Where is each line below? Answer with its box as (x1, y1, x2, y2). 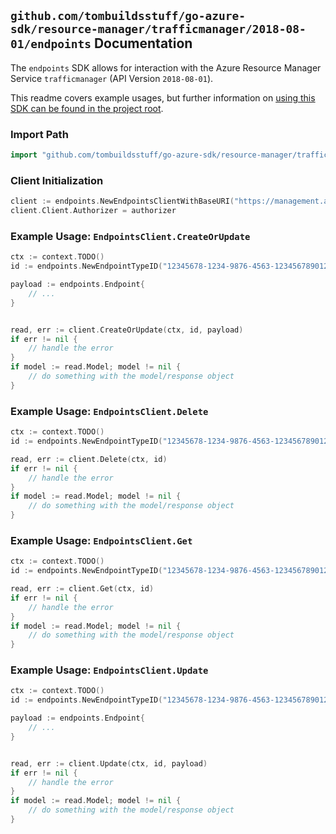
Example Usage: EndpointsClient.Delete (10, 404, 209, 418)
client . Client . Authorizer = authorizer (10, 206, 177, 216)
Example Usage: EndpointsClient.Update (10, 663, 209, 677)
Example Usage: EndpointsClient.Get (10, 533, 193, 547)
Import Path (10, 127, 69, 141)
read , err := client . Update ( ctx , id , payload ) (10, 758, 208, 769)
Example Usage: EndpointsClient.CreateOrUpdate (10, 229, 251, 243)
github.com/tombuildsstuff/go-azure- (10, 9, 246, 24)
